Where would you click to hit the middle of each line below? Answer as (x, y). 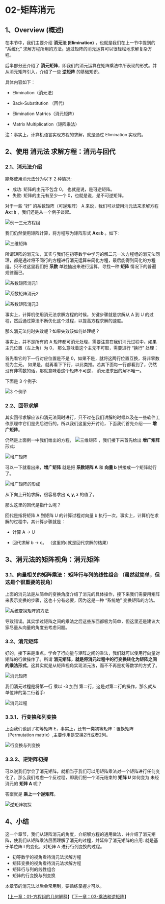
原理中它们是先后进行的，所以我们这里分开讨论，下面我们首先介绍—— (80, 423)
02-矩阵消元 (30, 10)
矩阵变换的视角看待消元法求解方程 (47, 863)
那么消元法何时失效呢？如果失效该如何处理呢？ (52, 331)
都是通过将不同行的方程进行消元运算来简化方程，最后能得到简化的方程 (84, 260)
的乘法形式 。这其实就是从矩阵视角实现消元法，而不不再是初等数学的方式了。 (82, 665)
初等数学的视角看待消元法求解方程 (47, 857)
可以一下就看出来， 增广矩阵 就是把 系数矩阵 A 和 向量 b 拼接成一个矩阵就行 (81, 467)
